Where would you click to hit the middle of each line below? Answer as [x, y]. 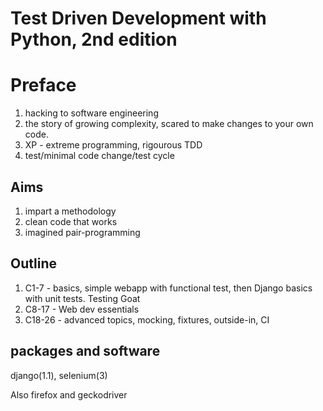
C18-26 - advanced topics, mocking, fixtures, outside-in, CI [147, 319]
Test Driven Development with [138, 18]
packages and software [85, 351]
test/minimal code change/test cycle [99, 156]
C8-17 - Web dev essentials [82, 309]
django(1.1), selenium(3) [59, 375]
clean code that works [71, 221]
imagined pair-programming [82, 232]
